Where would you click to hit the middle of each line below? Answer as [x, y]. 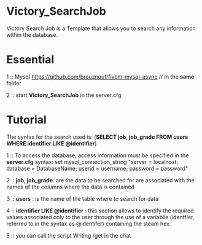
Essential [30, 60]
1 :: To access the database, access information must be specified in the [98, 155]
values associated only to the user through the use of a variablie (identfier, [100, 217]
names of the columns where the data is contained [71, 187]
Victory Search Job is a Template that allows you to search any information [101, 28]
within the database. [32, 34]
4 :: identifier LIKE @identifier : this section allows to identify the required [100, 211]
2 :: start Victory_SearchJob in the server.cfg [64, 95]
